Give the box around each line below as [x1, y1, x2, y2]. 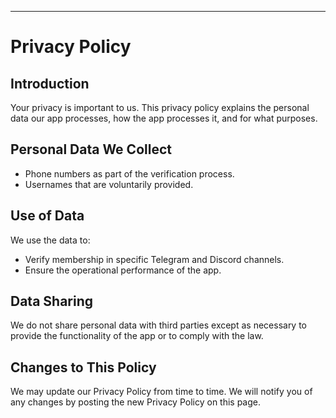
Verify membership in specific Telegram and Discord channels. [24, 253, 285, 265]
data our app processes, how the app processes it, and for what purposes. [10, 112, 318, 124]
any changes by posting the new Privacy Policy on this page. [10, 396, 262, 408]
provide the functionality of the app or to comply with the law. [10, 330, 264, 342]
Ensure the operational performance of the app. [24, 264, 222, 276]
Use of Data [10, 207, 85, 225]
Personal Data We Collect [10, 141, 172, 158]
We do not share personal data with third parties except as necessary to [10, 319, 308, 331]
